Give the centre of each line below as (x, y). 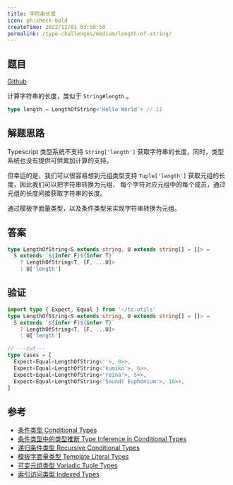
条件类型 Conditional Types (57, 430)
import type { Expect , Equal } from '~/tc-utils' (82, 309)
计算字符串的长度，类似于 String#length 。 (70, 96)
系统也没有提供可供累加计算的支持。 (60, 160)
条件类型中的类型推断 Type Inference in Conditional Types (102, 439)
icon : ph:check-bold (38, 21)
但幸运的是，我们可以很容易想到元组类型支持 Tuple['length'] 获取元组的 (113, 175)
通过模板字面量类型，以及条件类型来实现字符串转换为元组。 (94, 208)
